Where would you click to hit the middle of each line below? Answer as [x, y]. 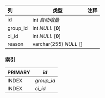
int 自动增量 [46, 20]
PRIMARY [19, 73]
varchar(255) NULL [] [58, 44]
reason [15, 44]
